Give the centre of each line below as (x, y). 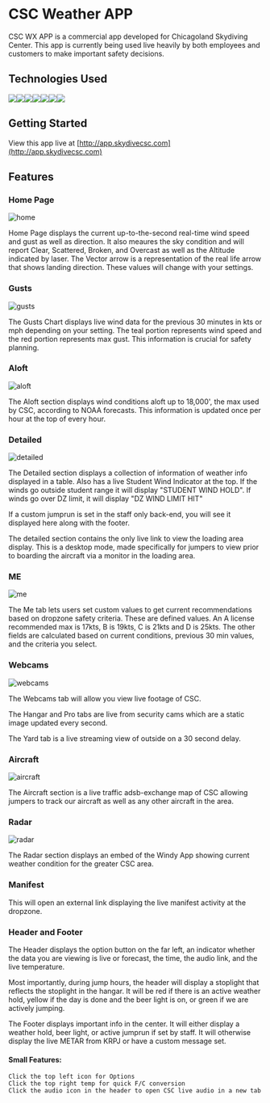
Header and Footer (46, 932)
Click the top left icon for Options (72, 1077)
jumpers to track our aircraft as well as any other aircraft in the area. (121, 802)
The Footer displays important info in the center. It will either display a (124, 1024)
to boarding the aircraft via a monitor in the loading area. (102, 556)
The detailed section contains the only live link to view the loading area (126, 539)
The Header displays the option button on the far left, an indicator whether (132, 949)
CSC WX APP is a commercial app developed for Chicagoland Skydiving (128, 36)
